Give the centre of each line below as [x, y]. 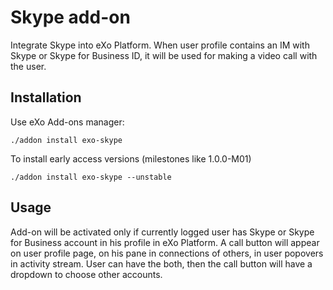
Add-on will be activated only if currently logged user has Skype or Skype [162, 232]
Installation [46, 97]
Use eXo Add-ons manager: [67, 122]
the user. [28, 66]
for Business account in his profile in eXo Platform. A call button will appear [165, 242]
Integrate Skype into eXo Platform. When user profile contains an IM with [160, 45]
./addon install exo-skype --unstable [91, 177]
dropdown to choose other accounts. [86, 274]
